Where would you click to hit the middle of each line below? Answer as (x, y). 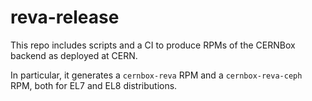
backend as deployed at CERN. (74, 55)
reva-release (65, 17)
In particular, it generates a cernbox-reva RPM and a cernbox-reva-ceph (156, 75)
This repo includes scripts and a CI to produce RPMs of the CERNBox (153, 45)
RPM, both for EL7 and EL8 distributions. (94, 85)
